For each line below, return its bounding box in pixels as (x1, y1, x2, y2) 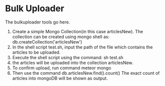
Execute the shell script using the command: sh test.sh (12, 54, 124, 60)
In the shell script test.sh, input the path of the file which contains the (12, 44, 153, 50)
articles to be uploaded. (12, 49, 61, 55)
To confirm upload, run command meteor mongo (12, 64, 112, 71)
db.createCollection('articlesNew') (12, 39, 82, 44)
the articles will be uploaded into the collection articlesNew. (12, 60, 133, 65)
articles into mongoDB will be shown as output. (12, 75, 108, 81)
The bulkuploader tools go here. (5, 19, 70, 25)
